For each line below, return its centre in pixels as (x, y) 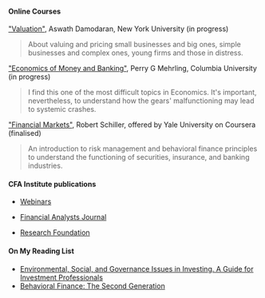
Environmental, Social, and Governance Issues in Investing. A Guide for (136, 268)
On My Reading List (41, 251)
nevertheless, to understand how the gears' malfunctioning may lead (141, 101)
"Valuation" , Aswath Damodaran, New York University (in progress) (119, 29)
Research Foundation (55, 232)
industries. (45, 166)
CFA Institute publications (52, 184)
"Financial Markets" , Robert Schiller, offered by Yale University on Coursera (132, 125)
